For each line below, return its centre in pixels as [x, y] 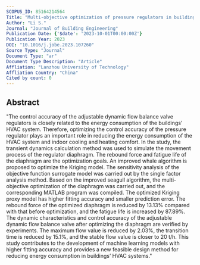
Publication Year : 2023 [36, 39]
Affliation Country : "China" [42, 73]
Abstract [23, 102]
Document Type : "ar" [32, 56]
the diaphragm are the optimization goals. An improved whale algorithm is [97, 161]
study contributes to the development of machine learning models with [93, 243]
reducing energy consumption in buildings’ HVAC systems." [79, 255]
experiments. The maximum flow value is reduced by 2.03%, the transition [97, 230]
